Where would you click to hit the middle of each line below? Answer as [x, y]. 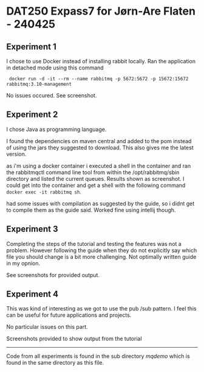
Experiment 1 [31, 47]
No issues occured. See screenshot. [52, 95]
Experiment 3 [32, 229]
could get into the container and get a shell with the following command [96, 185]
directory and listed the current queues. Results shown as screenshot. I [95, 178]
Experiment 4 [32, 294]
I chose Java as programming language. [56, 129]
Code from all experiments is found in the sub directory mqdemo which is [98, 356]
